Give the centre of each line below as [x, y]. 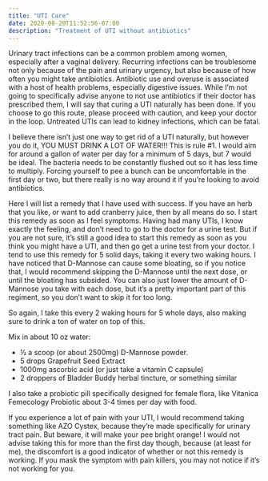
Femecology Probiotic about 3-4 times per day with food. [103, 402]
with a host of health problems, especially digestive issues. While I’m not [128, 87]
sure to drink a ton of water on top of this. [77, 321]
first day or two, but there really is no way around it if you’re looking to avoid [134, 180]
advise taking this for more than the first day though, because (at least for [130, 443]
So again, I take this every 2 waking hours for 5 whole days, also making [127, 313]
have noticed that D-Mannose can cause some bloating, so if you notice [127, 263]
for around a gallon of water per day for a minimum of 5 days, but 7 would [130, 154]
